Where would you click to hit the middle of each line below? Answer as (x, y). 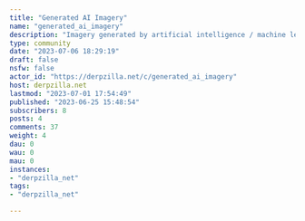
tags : (20, 187)
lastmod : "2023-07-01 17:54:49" (70, 93)
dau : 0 (22, 144)
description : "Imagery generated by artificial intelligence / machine (148, 34)
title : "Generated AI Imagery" (69, 18)
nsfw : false (32, 69)
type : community (40, 43)
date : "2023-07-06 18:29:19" (64, 52)
